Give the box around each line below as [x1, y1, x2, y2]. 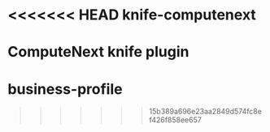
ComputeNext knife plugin [7, 43, 189, 62]
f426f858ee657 [149, 115, 202, 125]
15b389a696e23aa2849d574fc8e [149, 107, 262, 117]
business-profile [7, 79, 123, 98]
